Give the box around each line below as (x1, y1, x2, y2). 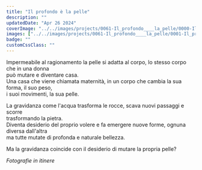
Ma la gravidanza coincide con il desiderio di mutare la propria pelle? (6, 145, 177, 153)
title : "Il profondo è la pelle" (6, 8, 90, 15)
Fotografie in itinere (6, 157, 55, 164)
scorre (6, 108, 23, 116)
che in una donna (6, 65, 49, 72)
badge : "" (6, 37, 31, 42)
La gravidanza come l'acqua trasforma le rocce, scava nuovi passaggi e (6, 102, 185, 109)
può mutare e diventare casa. (6, 71, 79, 78)
